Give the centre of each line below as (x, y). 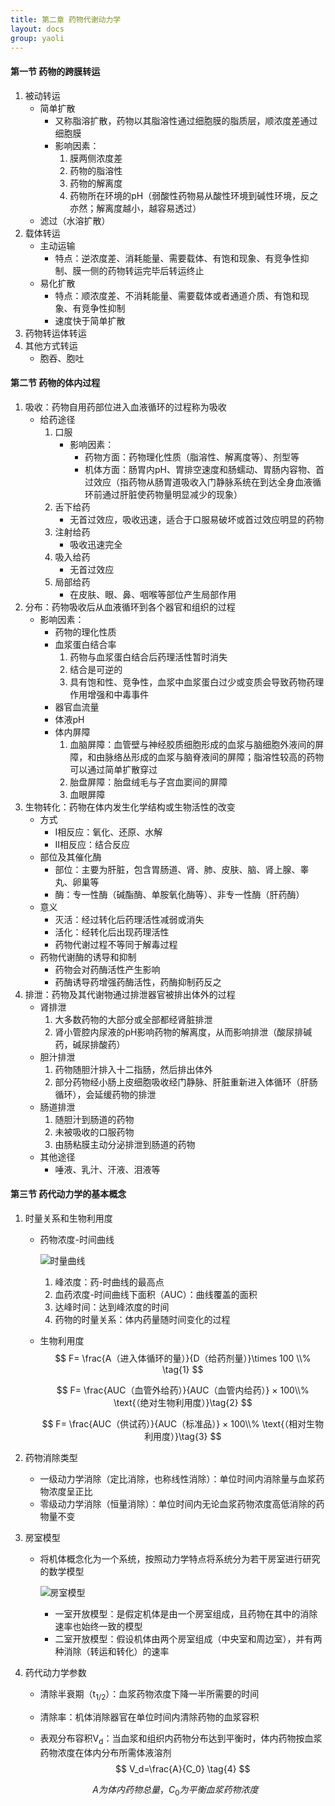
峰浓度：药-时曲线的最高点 (109, 1282)
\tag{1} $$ (183, 1369)
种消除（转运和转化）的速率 (112, 1651)
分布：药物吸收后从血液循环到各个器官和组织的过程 (130, 607)
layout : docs (37, 29)
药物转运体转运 (55, 333)
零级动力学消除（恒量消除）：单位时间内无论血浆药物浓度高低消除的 (178, 1503)
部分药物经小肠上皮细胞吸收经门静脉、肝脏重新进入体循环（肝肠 (186, 1082)
